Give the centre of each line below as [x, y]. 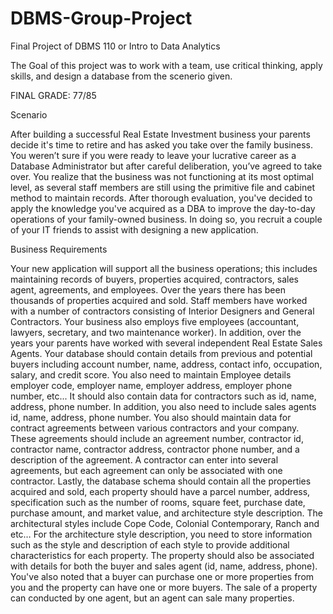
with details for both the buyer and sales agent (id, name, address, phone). [164, 566]
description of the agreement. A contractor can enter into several [144, 459]
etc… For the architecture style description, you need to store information [161, 534]
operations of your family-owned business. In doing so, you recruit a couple [166, 219]
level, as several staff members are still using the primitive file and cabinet [163, 187]
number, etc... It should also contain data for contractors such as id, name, [163, 396]
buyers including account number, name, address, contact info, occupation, [166, 364]
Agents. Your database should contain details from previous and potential [161, 353]
